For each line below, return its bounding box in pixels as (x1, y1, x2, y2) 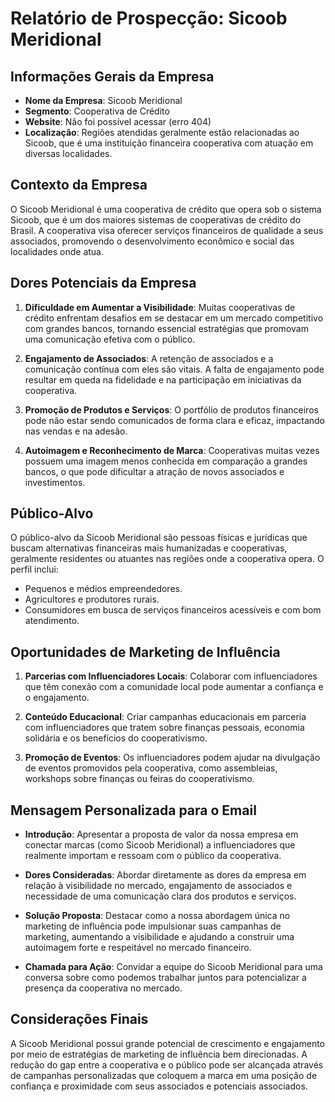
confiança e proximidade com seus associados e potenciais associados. (10, 1080, 308, 1092)
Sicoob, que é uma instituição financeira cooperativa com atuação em (24, 137, 314, 149)
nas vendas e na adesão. (24, 425, 128, 437)
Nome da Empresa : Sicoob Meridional (24, 95, 183, 106)
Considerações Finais (10, 1011, 149, 1028)
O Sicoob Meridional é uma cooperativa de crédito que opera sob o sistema (10, 203, 322, 215)
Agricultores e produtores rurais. (24, 593, 160, 606)
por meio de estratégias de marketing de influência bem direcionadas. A (10, 1048, 308, 1060)
